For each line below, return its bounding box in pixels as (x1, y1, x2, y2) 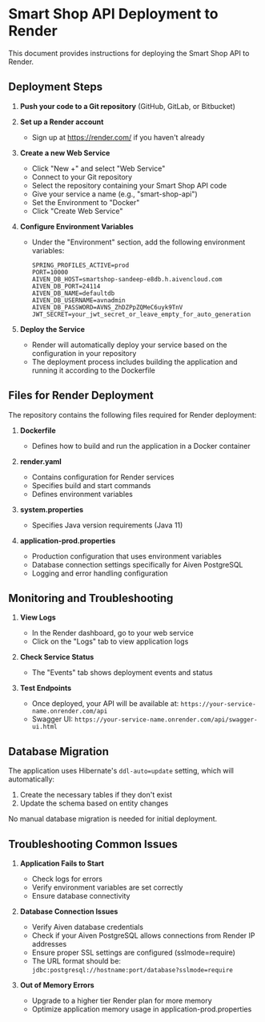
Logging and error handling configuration (31, 568, 168, 578)
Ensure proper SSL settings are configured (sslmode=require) (31, 947, 236, 957)
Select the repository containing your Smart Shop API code (31, 180, 227, 190)
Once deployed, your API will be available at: (31, 699, 179, 709)
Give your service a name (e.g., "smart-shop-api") (31, 189, 198, 199)
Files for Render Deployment (8, 389, 154, 402)
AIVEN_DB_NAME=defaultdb (31, 289, 115, 297)
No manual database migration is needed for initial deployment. (8, 814, 218, 824)
